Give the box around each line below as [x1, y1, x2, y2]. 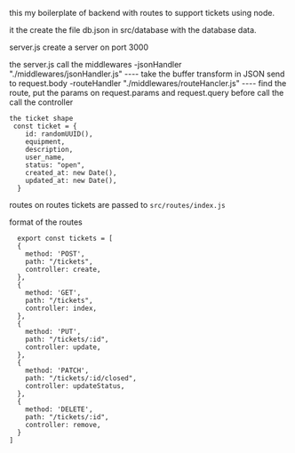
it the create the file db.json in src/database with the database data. [9, 25, 257, 35]
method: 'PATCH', [25, 366, 90, 375]
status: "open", [25, 161, 86, 170]
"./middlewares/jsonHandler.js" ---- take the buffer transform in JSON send [9, 68, 285, 79]
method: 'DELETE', [25, 405, 93, 414]
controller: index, [25, 304, 98, 313]
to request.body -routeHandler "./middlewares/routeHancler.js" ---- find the [9, 78, 287, 88]
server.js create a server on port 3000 [9, 42, 149, 52]
